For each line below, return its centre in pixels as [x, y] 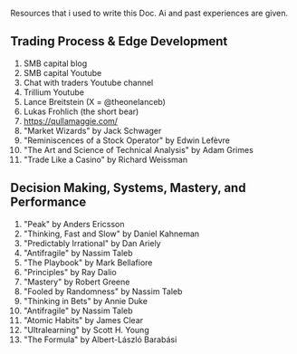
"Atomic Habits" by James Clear [83, 320]
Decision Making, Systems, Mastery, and [128, 188]
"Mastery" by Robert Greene [77, 282]
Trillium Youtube [54, 92]
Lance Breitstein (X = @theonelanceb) [95, 101]
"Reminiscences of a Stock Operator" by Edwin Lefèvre [126, 140]
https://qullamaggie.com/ [71, 120]
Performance [48, 202]
